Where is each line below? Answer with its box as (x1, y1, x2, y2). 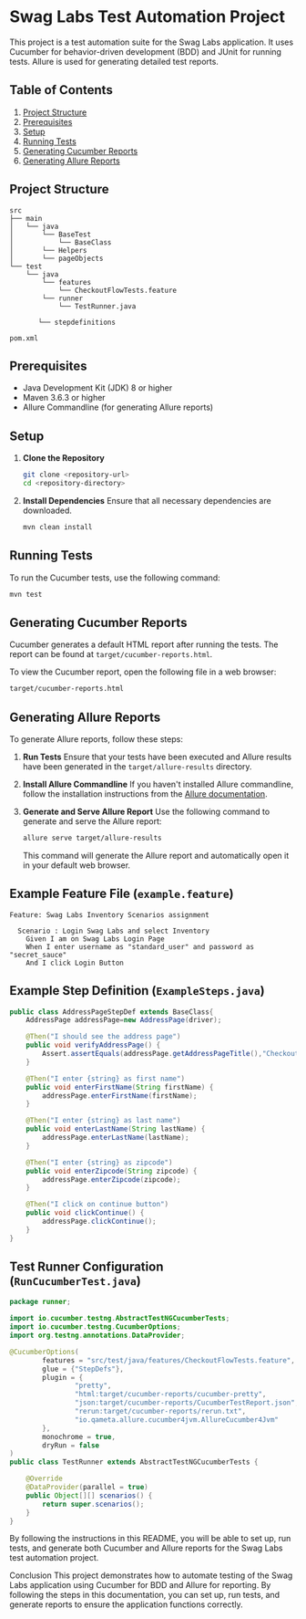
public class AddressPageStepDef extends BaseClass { (9, 1007, 214, 1017)
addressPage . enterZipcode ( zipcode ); (42, 1175, 181, 1184)
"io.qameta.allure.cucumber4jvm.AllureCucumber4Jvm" (74, 1415, 280, 1425)
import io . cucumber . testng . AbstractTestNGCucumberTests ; (9, 1314, 230, 1323)
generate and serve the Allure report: (22, 816, 162, 827)
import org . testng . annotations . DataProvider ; (9, 1331, 185, 1341)
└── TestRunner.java (57, 301, 137, 311)
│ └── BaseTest (9, 230, 92, 239)
